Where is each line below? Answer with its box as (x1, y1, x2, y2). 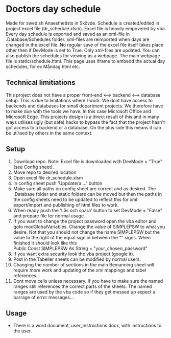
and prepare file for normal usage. (13, 213, 86, 219)
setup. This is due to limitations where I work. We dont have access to (6, 97, 153, 103)
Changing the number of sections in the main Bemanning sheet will (13, 261, 155, 267)
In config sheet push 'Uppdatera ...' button (13, 180, 103, 186)
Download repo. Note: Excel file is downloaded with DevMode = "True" (13, 158, 163, 164)
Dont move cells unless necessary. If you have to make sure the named (13, 278, 163, 284)
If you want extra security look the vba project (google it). (13, 251, 135, 257)
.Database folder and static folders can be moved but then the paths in (13, 191, 162, 197)
